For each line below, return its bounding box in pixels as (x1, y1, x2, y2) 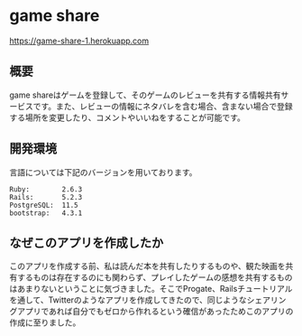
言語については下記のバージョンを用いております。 (9, 166, 197, 177)
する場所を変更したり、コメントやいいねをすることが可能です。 (9, 112, 246, 123)
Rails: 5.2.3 (9, 192, 83, 201)
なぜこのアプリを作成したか (9, 235, 164, 250)
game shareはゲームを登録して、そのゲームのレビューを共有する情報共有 (9, 89, 281, 100)
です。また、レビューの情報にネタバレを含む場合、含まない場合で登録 (32, 100, 293, 111)
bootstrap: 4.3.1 (9, 209, 83, 218)
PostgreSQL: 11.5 (9, 201, 78, 210)
